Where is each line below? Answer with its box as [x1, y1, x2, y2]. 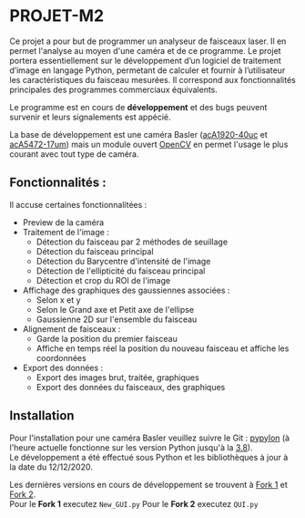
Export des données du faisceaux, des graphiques [36, 381, 226, 392]
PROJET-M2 [9, 5, 105, 26]
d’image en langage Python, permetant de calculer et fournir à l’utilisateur [9, 65, 286, 76]
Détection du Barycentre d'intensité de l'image [36, 255, 211, 266]
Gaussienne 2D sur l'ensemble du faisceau [36, 314, 198, 325]
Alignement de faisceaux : [22, 323, 121, 334]
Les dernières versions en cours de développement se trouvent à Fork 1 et [9, 479, 289, 490]
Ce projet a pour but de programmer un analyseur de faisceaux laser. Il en [9, 36, 287, 47]
